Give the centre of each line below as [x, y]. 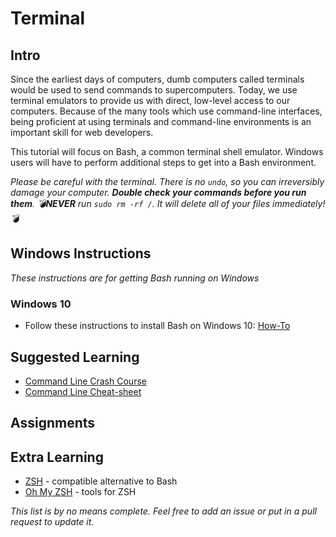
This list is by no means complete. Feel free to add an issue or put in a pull [163, 511]
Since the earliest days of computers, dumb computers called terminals [157, 79]
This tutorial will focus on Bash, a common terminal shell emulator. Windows [167, 151]
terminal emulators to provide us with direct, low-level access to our [150, 100]
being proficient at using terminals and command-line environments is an [161, 121]
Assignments [53, 423]
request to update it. [52, 522]
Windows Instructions [81, 253]
